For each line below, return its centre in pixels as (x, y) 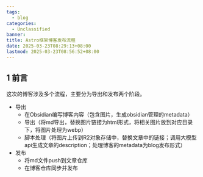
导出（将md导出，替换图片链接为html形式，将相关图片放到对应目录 (109, 122)
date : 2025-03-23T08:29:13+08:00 (49, 46)
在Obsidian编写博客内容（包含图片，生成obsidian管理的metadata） (109, 114)
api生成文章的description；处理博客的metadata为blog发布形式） (105, 145)
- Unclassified (31, 29)
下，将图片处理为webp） (55, 129)
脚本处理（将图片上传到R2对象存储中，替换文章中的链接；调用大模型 (110, 137)
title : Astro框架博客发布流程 (41, 40)
